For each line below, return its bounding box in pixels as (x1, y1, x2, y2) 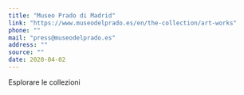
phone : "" (8, 26, 41, 34)
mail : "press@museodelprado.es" (8, 33, 116, 42)
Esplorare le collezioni (8, 77, 81, 87)
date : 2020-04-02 (8, 56, 66, 64)
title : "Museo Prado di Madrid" (8, 11, 116, 20)
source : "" (8, 48, 45, 56)
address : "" (8, 41, 48, 49)
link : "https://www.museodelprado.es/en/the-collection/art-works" (8, 19, 238, 27)
